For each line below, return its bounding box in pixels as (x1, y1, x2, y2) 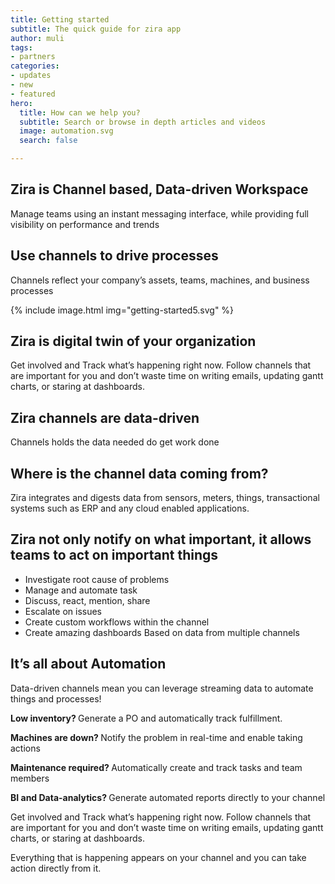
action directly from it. (10, 862, 102, 874)
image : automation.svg (19, 126, 114, 136)
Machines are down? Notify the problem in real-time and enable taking (10, 731, 303, 743)
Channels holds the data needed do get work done (10, 436, 220, 448)
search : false (19, 136, 78, 146)
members (10, 772, 50, 784)
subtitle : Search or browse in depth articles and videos (19, 117, 267, 127)
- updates (10, 71, 52, 81)
